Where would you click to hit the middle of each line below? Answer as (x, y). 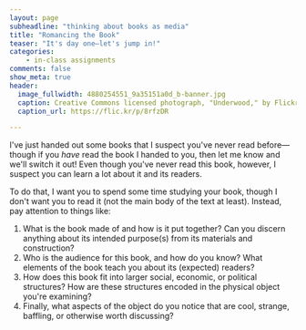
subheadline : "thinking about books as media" (99, 26)
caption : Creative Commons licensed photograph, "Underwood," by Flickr (158, 103)
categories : (32, 52)
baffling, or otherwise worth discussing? (98, 316)
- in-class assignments (71, 60)
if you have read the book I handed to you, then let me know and (159, 155)
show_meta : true (40, 77)
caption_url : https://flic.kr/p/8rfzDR (93, 111)
